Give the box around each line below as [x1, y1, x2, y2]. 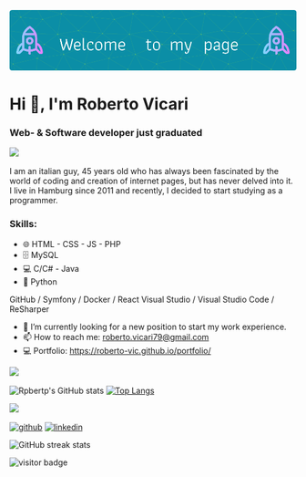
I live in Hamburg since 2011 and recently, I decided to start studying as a [9, 185, 283, 196]
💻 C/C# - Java [22, 263, 80, 274]
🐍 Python [22, 275, 57, 287]
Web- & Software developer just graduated [9, 126, 203, 139]
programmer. [9, 195, 58, 206]
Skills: [9, 218, 38, 231]
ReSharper [9, 303, 50, 315]
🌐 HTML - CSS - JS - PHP [22, 238, 121, 249]
